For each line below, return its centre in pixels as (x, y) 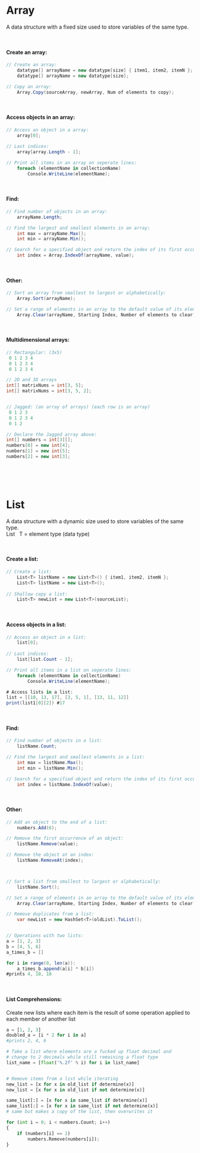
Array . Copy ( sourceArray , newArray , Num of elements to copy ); (96, 92)
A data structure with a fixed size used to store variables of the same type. (98, 27)
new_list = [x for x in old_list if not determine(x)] (76, 1090)
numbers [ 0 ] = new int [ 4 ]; (38, 446)
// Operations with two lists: (45, 936)
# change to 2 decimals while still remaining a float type (82, 1057)
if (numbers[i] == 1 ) (43, 1133)
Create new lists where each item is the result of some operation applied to (98, 1012)
